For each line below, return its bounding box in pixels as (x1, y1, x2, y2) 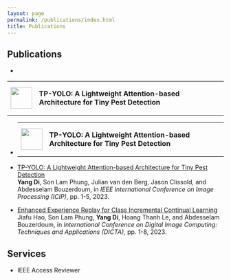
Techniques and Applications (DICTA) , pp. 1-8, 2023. (16, 228, 167, 236)
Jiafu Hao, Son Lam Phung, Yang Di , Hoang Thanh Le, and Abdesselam (16, 213, 220, 222)
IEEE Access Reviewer (16, 266, 80, 274)
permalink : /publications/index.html (7, 17, 115, 23)
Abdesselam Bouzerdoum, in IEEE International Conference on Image (16, 185, 214, 193)
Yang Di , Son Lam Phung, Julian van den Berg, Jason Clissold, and (16, 178, 206, 186)
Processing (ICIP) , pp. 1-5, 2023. (16, 193, 110, 201)
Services (7, 248, 47, 259)
